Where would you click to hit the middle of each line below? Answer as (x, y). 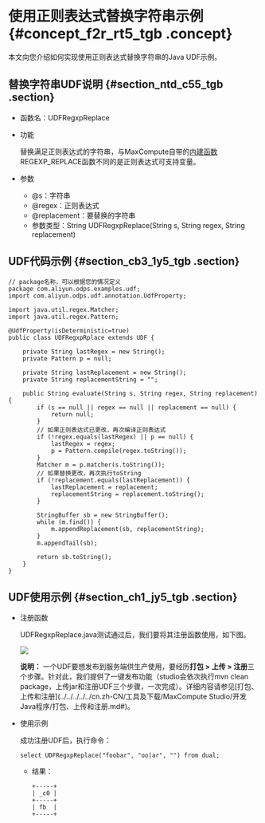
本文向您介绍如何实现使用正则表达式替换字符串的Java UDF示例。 (115, 57)
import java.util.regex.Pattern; (64, 317)
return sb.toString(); (74, 557)
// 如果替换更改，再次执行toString (89, 473)
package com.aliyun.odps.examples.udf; (74, 289)
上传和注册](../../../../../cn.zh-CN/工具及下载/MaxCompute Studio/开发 (133, 697)
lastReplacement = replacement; (104, 487)
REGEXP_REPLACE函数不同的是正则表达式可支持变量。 (110, 161)
